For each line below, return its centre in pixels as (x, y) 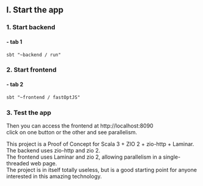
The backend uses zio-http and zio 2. (53, 150)
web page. (44, 163)
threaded (18, 163)
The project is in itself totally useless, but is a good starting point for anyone (101, 170)
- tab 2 (15, 84)
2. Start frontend (31, 70)
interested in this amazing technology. (54, 176)
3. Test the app (29, 112)
